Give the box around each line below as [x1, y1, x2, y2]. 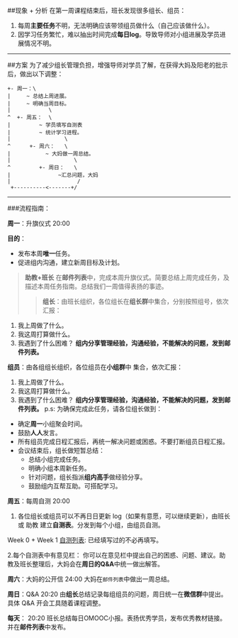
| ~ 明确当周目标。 [7, 100, 70, 107]
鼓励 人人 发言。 [17, 429, 62, 436]
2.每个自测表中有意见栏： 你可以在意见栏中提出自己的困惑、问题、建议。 [7, 551, 220, 559]
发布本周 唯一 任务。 [17, 249, 74, 258]
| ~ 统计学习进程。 [7, 129, 83, 136]
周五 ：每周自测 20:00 [7, 497, 71, 505]
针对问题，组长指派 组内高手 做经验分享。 [28, 473, 147, 481]
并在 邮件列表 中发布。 [7, 623, 69, 631]
